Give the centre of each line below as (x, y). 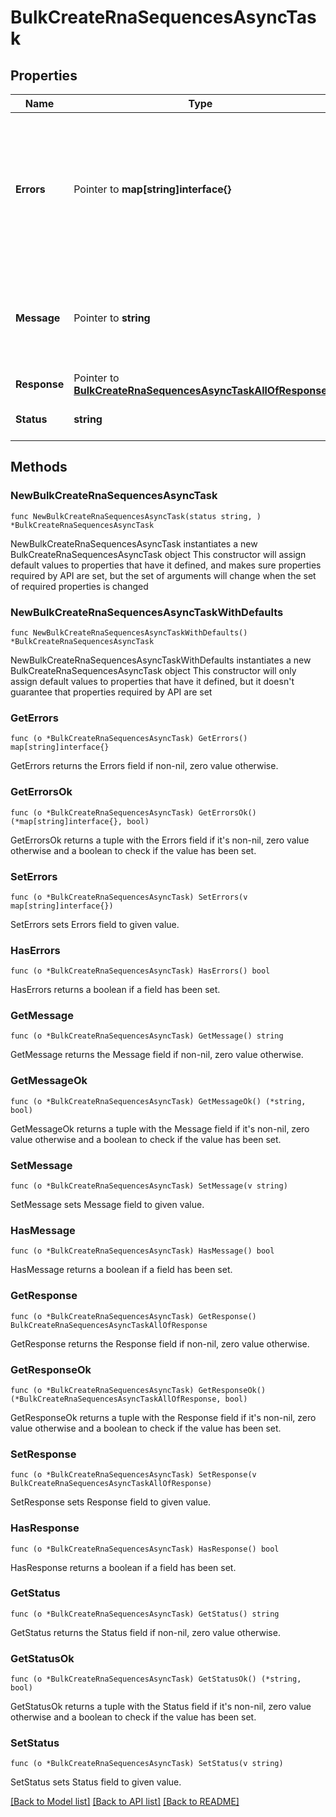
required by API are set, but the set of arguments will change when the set (163, 575)
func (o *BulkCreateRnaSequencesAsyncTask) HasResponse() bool (145, 1549)
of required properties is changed (79, 586)
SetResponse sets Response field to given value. (111, 1502)
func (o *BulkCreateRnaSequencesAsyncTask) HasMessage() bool (142, 1251)
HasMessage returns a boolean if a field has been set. (121, 1270)
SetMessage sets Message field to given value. (107, 1205)
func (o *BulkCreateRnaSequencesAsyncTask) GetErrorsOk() (133, 812)
